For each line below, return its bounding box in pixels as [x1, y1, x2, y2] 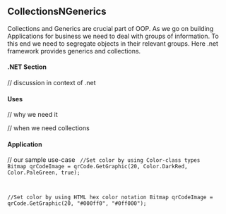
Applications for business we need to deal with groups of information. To [7, 32, 219, 40]
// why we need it [7, 111, 58, 119]
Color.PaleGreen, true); [7, 169, 81, 177]
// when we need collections [7, 124, 90, 132]
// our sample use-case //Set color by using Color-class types [7, 156, 201, 164]
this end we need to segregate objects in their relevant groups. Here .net [7, 39, 219, 48]
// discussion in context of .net [7, 79, 96, 87]
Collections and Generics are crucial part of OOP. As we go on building [7, 24, 214, 32]
